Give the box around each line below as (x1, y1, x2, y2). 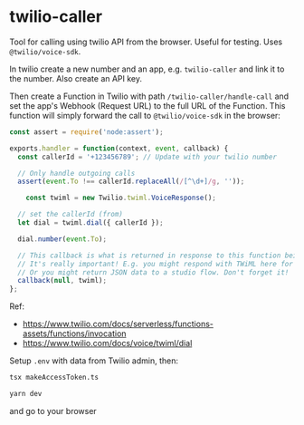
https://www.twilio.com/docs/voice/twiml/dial (22, 338, 193, 349)
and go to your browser (9, 405, 97, 416)
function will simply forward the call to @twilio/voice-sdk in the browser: (9, 110, 280, 121)
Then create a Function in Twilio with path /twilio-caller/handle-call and (9, 91, 290, 101)
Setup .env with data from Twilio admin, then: (9, 355, 179, 366)
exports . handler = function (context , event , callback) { (9, 143, 229, 153)
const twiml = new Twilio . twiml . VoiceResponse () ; (25, 193, 217, 203)
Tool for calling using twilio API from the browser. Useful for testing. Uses (9, 36, 283, 47)
